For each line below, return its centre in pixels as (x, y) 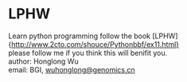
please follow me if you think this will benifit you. (88, 53)
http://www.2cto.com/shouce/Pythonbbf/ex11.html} (95, 44)
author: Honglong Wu (43, 61)
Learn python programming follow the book (80, 36)
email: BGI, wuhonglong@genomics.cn (72, 69)
